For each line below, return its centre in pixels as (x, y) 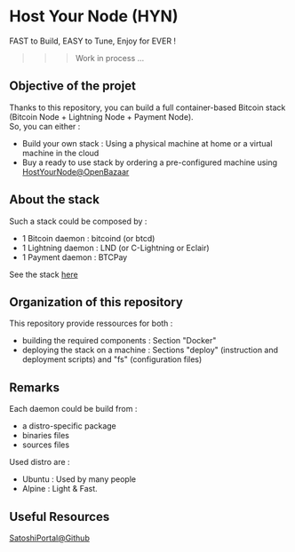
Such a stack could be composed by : (78, 221)
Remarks (35, 387)
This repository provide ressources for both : (91, 323)
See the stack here (44, 274)
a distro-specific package (69, 426)
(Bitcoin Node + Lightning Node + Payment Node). (101, 116)
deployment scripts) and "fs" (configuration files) (112, 359)
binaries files (45, 436)
